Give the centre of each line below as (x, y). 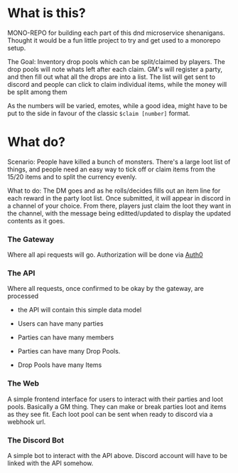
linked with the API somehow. (50, 463)
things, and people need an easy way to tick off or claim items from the (112, 169)
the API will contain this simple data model (80, 310)
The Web (23, 383)
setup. (17, 48)
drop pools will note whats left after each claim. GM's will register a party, (115, 69)
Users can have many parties (60, 324)
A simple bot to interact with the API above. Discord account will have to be (117, 456)
